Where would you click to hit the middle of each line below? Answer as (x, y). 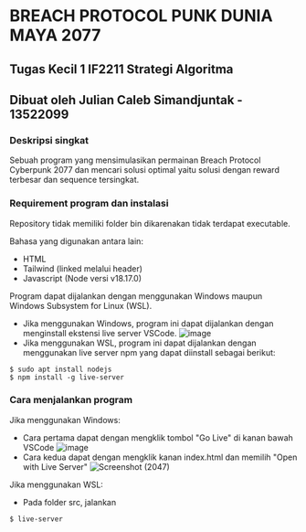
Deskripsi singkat (49, 140)
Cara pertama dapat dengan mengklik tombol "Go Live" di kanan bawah (158, 437)
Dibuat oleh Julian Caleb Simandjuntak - (127, 100)
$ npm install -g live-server (67, 377)
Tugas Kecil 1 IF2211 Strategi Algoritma (121, 69)
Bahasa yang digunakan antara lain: (77, 241)
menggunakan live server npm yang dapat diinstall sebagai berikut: (149, 352)
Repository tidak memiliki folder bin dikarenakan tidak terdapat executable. (150, 223)
